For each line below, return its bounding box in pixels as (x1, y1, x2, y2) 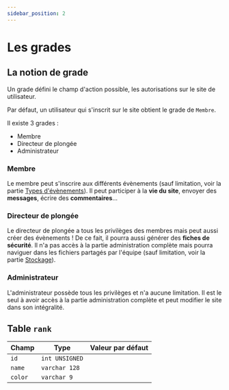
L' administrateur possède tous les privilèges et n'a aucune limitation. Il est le (7, 289, 222, 297)
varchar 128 (40, 364, 80, 372)
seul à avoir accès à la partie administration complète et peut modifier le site (7, 295, 222, 304)
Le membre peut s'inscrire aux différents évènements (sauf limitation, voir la (7, 179, 221, 187)
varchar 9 (40, 374, 73, 381)
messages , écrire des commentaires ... (7, 193, 118, 202)
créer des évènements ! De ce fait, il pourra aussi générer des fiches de (7, 234, 210, 242)
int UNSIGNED (40, 354, 83, 363)
